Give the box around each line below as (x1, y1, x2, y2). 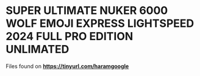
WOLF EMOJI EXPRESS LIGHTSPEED (5, 16, 195, 30)
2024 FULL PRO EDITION (5, 30, 134, 43)
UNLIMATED (5, 43, 70, 57)
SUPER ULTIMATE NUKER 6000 (5, 4, 168, 18)
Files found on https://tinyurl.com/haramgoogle (5, 62, 129, 70)
